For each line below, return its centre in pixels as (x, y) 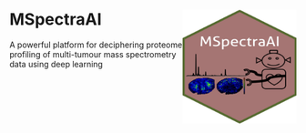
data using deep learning (56, 64)
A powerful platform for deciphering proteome (96, 45)
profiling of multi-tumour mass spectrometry (93, 54)
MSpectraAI (56, 20)
